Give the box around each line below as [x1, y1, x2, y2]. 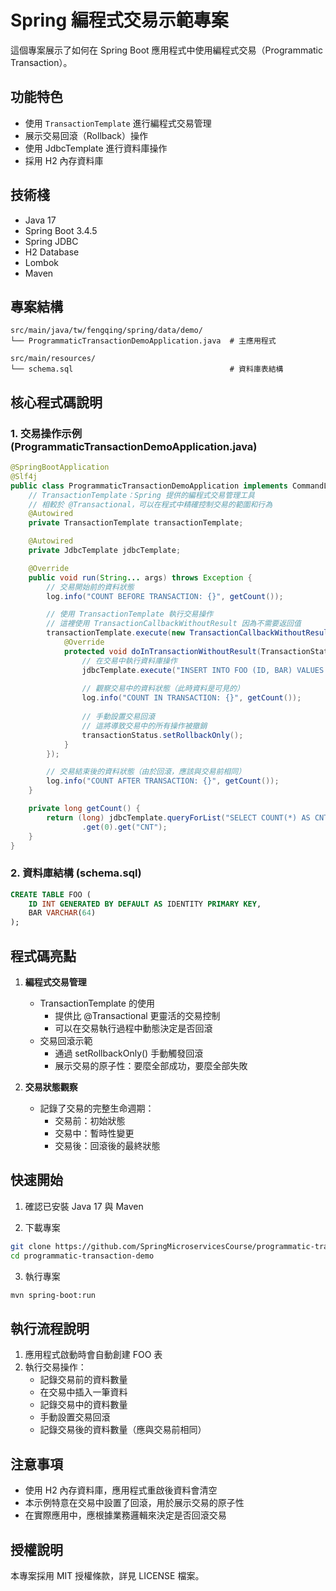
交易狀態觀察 [24, 1081, 78, 1093]
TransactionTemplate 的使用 [39, 997, 155, 1010]
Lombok [24, 256, 60, 268]
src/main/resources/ [10, 354, 97, 364]
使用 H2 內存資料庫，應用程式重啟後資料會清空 [24, 1484, 218, 1496]
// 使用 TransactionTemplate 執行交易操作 [46, 609, 214, 620]
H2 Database [24, 246, 80, 258]
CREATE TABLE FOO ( [10, 889, 92, 900]
